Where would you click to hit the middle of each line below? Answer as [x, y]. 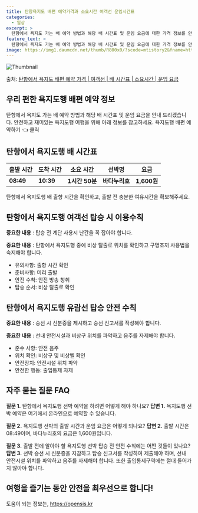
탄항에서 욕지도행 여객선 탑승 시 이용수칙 [75, 217]
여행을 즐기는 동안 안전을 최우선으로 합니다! [80, 489]
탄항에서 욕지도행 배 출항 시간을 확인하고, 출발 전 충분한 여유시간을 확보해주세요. [98, 197]
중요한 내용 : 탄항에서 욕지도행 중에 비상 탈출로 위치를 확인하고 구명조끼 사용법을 [98, 245]
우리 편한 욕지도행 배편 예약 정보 [61, 99]
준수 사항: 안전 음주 [37, 348]
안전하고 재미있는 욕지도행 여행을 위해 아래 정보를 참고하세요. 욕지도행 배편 [100, 122]
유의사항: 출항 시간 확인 [42, 265]
